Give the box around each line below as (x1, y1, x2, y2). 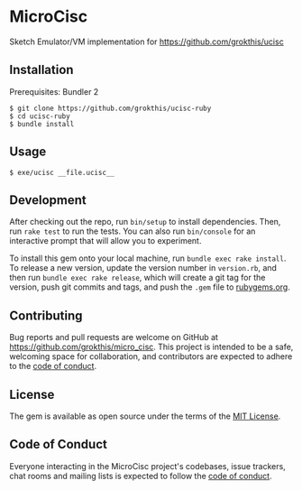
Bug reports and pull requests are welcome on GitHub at (9, 332, 219, 343)
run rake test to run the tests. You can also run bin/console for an (9, 226, 256, 236)
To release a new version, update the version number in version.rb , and (9, 263, 278, 273)
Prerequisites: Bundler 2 (9, 86, 99, 97)
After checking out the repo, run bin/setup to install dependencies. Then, (9, 217, 281, 227)
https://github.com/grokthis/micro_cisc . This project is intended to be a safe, (9, 341, 294, 353)
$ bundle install (9, 119, 75, 128)
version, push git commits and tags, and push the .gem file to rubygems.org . (9, 282, 291, 292)
